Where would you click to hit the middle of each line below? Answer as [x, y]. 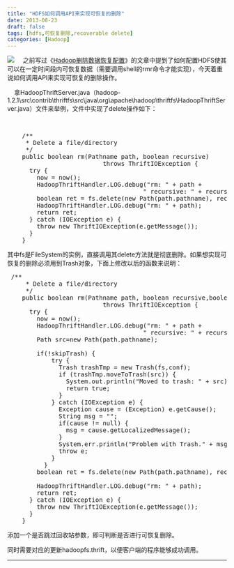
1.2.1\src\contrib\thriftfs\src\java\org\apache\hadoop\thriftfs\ [93, 100]
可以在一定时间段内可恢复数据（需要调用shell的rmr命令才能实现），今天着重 [115, 69]
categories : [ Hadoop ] [39, 40]
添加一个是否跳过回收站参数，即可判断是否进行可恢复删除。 [93, 535]
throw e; [73, 451]
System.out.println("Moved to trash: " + [138, 382]
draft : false [26, 26]
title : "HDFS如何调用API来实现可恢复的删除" [66, 14]
